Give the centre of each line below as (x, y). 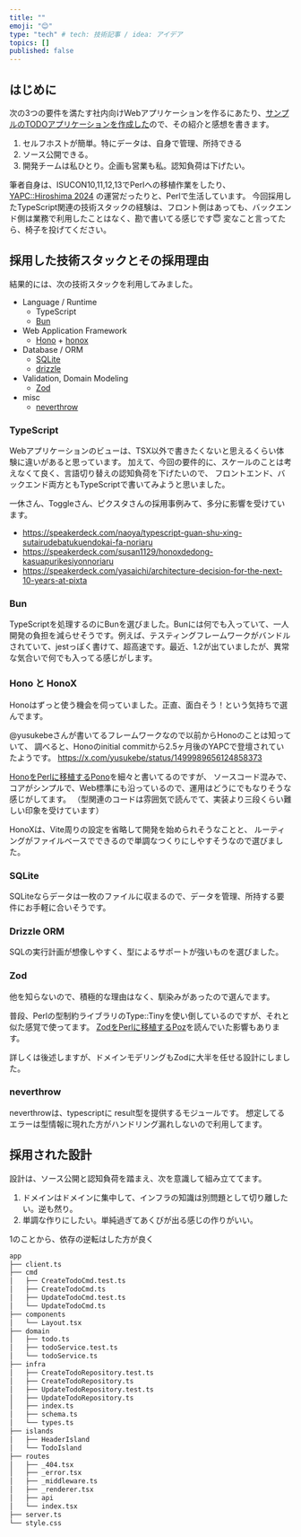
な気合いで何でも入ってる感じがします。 (83, 658)
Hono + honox (62, 340)
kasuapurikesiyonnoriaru (68, 561)
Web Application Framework (74, 330)
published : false (42, 51)
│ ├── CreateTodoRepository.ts (72, 1381)
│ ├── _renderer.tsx (52, 1490)
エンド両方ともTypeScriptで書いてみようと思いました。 (127, 485)
